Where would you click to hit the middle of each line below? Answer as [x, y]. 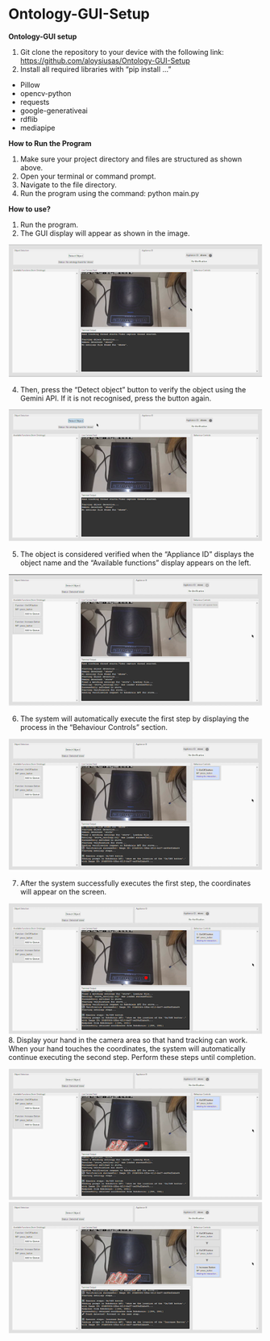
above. [31, 167]
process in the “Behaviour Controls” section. [93, 727]
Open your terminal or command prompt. [88, 176]
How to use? [29, 209]
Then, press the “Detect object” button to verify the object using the [133, 389]
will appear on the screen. [63, 892]
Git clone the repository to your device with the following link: [122, 52]
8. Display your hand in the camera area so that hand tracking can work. [128, 1040]
